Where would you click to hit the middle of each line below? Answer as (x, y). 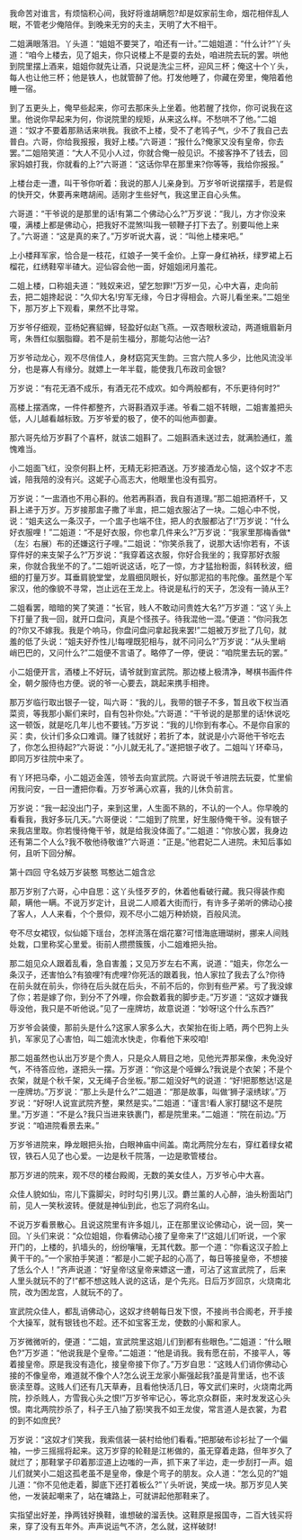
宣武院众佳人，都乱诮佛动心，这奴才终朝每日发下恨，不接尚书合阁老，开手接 (151, 1311)
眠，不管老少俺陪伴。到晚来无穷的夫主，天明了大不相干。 (115, 24)
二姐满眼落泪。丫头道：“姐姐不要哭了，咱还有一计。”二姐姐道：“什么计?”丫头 (150, 44)
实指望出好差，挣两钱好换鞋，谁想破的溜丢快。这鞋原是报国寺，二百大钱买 (147, 1515)
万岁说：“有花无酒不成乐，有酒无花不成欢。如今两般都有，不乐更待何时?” (145, 388)
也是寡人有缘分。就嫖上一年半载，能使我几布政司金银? (125, 369)
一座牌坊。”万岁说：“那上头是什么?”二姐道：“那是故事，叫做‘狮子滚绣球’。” (144, 1092)
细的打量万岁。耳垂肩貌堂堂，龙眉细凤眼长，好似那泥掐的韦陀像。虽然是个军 (151, 577)
